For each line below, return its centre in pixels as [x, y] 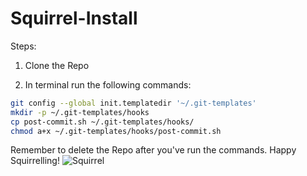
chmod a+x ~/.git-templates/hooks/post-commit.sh [116, 131]
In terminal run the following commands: [108, 84]
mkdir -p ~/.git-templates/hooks [80, 112]
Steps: [23, 46]
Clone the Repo [57, 65]
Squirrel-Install [74, 18]
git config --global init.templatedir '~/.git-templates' [133, 103]
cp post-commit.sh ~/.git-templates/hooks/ [102, 122]
